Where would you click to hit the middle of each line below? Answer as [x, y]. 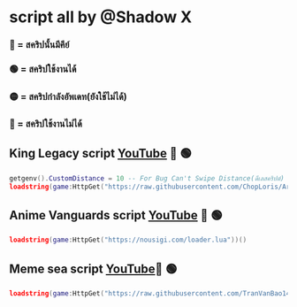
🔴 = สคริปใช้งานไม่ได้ [46, 124]
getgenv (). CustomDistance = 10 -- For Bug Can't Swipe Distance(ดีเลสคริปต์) [147, 178]
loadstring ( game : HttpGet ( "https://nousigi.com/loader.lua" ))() [128, 240]
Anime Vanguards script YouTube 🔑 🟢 [116, 215]
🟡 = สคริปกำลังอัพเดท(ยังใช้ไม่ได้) [68, 96]
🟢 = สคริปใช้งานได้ [43, 69]
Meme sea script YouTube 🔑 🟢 [93, 269]
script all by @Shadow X [101, 17]
